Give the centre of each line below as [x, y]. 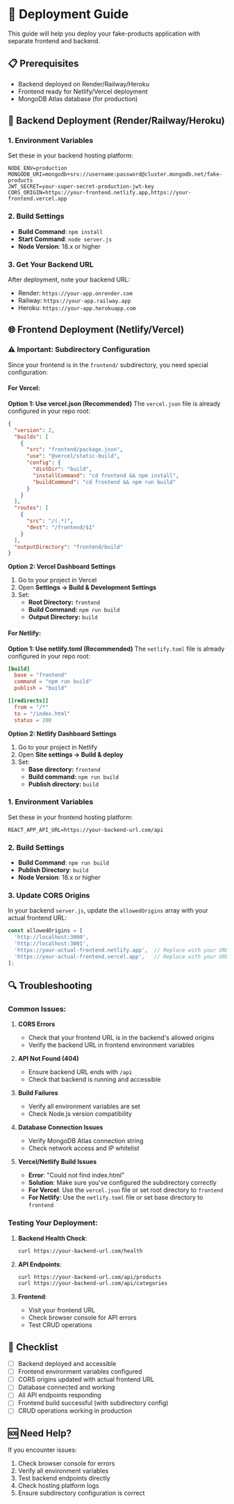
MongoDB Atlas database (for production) [78, 99]
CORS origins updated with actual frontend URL [86, 1379]
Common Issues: [37, 1009]
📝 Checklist [33, 1347]
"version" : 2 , [34, 430]
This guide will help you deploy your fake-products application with [104, 33]
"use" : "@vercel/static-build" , [73, 456]
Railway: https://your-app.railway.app [74, 301]
